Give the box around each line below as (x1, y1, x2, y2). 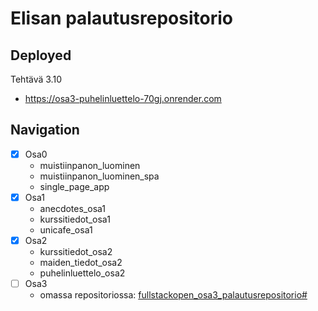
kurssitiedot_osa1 (39, 213, 111, 225)
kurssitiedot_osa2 (39, 246, 113, 257)
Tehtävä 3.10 (10, 73, 62, 85)
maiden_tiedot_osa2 (39, 257, 123, 268)
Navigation (10, 122, 80, 139)
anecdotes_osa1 (39, 202, 107, 214)
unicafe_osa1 (39, 223, 93, 236)
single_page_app (39, 180, 110, 192)
